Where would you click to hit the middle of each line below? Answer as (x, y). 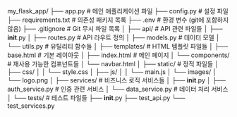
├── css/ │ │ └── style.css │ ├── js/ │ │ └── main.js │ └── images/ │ (112, 72)
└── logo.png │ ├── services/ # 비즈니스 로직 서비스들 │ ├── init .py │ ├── (116, 80)
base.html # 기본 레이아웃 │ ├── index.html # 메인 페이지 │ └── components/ (119, 55)
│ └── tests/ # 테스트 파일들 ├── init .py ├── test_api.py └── (96, 98)
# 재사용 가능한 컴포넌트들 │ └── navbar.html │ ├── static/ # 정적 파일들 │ (113, 64)
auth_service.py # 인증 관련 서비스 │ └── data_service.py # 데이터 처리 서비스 (118, 89)
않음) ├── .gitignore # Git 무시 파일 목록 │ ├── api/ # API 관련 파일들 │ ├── (115, 29)
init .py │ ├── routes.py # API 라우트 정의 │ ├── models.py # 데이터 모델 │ (114, 37)
